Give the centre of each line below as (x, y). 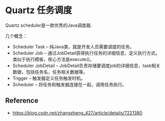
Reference (22, 101)
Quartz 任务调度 (39, 10)
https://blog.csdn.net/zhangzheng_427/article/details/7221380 (77, 113)
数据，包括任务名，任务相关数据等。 (50, 72)
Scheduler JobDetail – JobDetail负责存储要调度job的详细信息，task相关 (86, 66)
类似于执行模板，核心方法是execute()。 (53, 59)
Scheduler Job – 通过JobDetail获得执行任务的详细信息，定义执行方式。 (86, 53)
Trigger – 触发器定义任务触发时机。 (49, 78)
